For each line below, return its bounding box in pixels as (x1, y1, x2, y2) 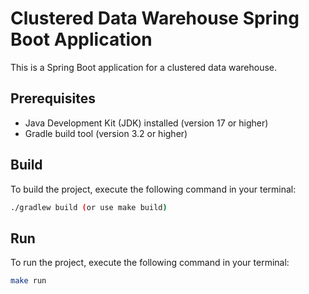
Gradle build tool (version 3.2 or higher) (24, 127, 188, 139)
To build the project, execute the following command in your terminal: (10, 183, 297, 195)
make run (10, 276, 47, 286)
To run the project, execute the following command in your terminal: (10, 257, 290, 269)
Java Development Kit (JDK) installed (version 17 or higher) (24, 117, 269, 129)
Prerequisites (10, 90, 96, 107)
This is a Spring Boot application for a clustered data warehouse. (10, 61, 278, 73)
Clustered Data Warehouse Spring (10, 7, 300, 30)
